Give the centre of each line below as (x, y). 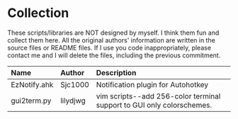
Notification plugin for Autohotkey (152, 84)
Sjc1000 (75, 84)
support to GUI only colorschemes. (154, 105)
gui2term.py (31, 101)
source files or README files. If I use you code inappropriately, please (109, 47)
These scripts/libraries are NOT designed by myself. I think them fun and (113, 33)
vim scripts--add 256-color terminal (158, 96)
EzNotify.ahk (32, 84)
